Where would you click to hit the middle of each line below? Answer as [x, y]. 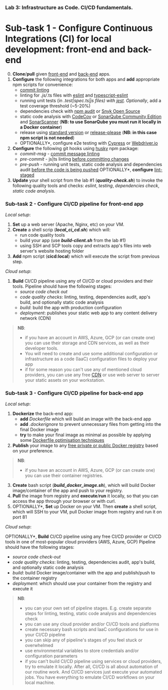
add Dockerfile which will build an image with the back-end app [85, 419]
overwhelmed [39, 645]
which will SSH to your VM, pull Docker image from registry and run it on [87, 512]
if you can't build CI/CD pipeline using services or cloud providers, [93, 661]
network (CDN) [35, 318]
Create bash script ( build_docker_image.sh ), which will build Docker [84, 485]
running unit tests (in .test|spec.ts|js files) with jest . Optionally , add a [90, 100]
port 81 [20, 517]
